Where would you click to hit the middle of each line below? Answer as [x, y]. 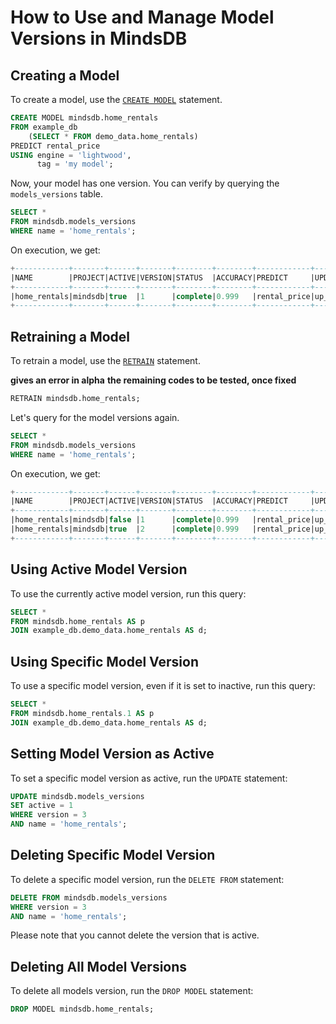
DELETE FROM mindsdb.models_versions [89, 897]
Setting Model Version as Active [112, 754]
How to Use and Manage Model [142, 17]
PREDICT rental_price [55, 146]
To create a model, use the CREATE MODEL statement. [116, 99]
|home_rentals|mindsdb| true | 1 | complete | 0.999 [125, 296]
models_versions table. [56, 194]
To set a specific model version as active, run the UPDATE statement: [149, 778]
